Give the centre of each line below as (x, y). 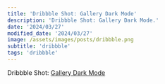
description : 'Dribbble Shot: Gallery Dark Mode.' (83, 20)
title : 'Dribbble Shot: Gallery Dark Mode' (72, 14)
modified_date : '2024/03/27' (50, 33)
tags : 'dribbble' (33, 53)
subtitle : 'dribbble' (39, 46)
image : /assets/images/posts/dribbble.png (71, 40)
